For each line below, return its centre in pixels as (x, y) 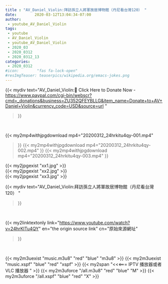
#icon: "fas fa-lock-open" (42, 71)
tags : (11, 29)
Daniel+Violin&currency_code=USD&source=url (54, 106)
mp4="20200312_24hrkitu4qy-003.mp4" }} (63, 156)
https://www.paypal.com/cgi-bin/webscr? (49, 95)
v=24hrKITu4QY (22, 229)
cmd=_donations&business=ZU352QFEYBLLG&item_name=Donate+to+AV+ (84, 100)
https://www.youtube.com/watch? (95, 222)
